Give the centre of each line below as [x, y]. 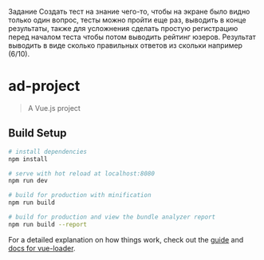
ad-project [44, 86]
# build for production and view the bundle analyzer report [112, 217]
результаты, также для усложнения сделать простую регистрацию [123, 28]
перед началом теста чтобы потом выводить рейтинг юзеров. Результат [132, 37]
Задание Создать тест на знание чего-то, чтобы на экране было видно [129, 12]
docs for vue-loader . [42, 248]
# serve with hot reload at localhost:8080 [82, 173]
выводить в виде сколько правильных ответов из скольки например [126, 45]
